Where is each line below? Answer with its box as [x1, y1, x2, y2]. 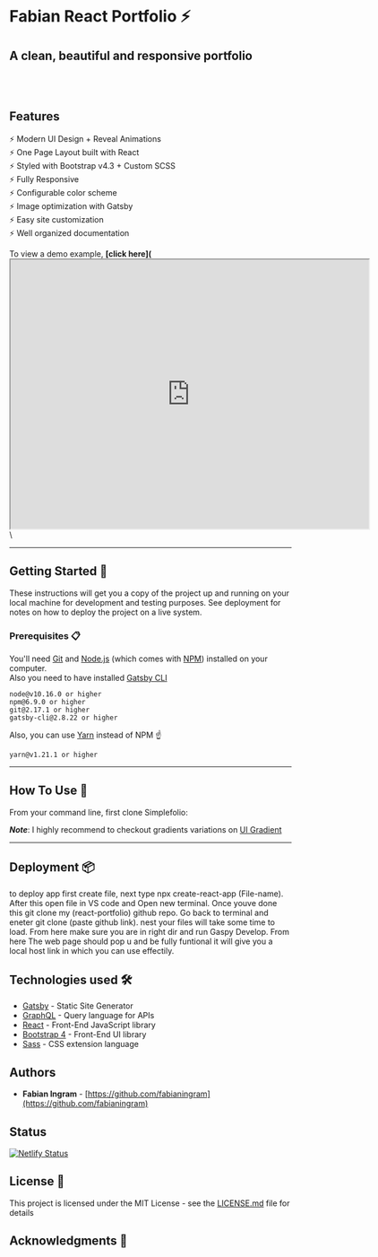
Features [9, 109, 60, 125]
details [9, 1207, 34, 1218]
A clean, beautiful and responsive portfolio [9, 48, 253, 63]
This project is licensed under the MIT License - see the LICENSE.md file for [9, 1198, 290, 1209]
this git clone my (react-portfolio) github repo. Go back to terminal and [9, 907, 269, 918]
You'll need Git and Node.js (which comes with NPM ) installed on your [9, 653, 269, 664]
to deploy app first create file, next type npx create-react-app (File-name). [9, 888, 284, 899]
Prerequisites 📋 [9, 629, 81, 642]
